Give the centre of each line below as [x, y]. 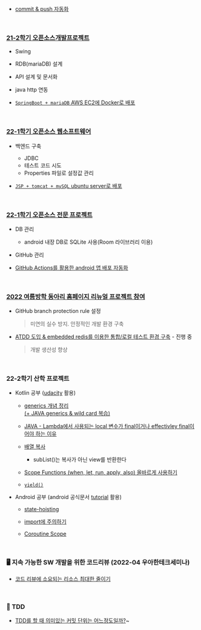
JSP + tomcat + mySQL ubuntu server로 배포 [68, 186]
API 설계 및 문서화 [36, 77]
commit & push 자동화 [42, 9]
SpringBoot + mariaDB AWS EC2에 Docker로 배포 [75, 102]
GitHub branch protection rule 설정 [58, 311]
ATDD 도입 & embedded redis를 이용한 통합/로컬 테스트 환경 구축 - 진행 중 [104, 337]
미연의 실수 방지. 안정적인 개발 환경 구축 [77, 324]
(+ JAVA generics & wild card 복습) [67, 414]
